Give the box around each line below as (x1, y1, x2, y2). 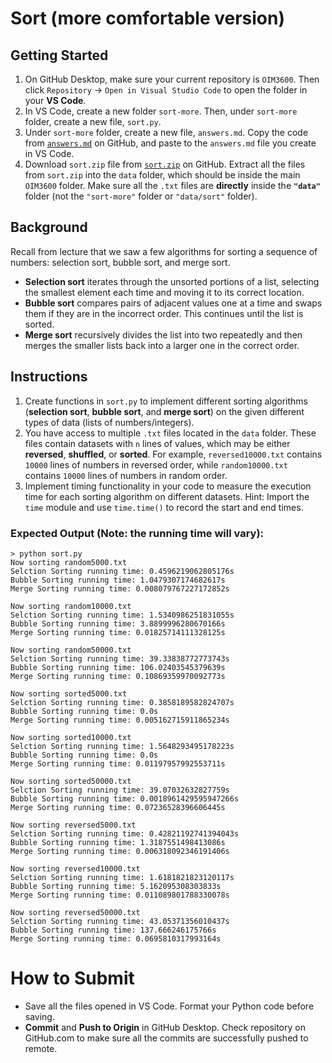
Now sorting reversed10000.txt (10, 863, 141, 874)
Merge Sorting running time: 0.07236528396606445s (10, 802, 226, 812)
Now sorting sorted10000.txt (10, 732, 132, 742)
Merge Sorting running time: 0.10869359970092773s (10, 671, 226, 681)
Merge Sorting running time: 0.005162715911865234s (10, 715, 230, 725)
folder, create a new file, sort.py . (24, 116, 162, 127)
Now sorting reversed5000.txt (10, 820, 137, 830)
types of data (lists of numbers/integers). (24, 416, 195, 428)
